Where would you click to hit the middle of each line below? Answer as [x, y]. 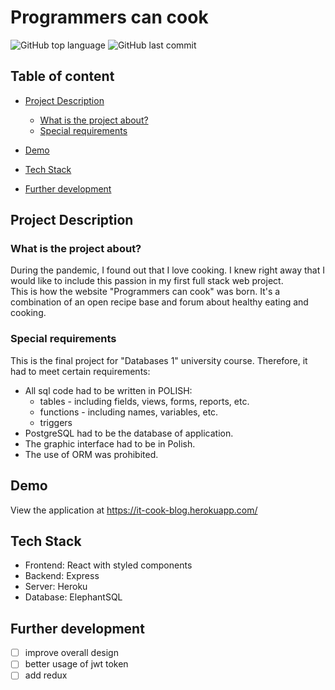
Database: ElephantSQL [73, 597]
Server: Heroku [56, 587]
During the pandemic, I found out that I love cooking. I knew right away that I [167, 270]
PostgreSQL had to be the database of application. [129, 433]
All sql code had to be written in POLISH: [108, 390]
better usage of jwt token [76, 664]
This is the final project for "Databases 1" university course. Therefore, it [159, 360]
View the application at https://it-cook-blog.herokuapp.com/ [134, 510]
